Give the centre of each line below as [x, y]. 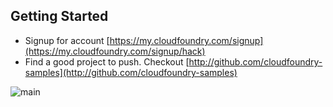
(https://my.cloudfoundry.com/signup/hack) [115, 51]
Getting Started [59, 16]
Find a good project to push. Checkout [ [107, 61]
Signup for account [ [67, 40]
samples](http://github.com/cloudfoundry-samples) [131, 72]
